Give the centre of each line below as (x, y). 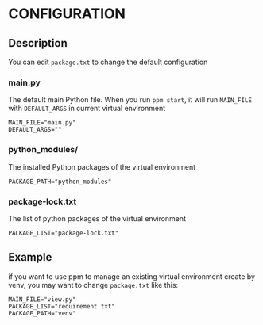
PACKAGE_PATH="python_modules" (60, 182)
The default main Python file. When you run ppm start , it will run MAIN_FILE (130, 100)
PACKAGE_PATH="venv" (43, 313)
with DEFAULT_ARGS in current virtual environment (87, 109)
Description (38, 43)
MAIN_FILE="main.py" (43, 123)
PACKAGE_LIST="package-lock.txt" (64, 233)
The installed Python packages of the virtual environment (102, 166)
